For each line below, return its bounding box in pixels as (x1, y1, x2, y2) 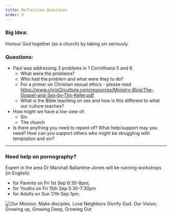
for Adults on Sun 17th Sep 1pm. (12, 191, 80, 197)
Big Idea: (5, 29, 28, 36)
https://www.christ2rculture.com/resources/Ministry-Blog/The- (20, 87, 154, 93)
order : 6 (5, 12, 24, 17)
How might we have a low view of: (12, 108, 85, 115)
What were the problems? (20, 70, 75, 77)
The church (20, 119, 45, 126)
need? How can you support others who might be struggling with (12, 130, 150, 136)
